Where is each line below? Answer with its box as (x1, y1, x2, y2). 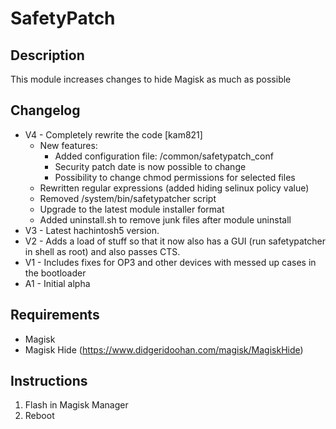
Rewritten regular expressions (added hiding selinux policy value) (39, 182, 310, 194)
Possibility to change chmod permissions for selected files (54, 171, 296, 183)
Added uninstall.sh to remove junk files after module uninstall (39, 213, 292, 226)
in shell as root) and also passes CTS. (24, 245, 181, 257)
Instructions (10, 373, 88, 390)
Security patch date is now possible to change (54, 160, 247, 172)
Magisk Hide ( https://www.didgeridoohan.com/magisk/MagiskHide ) (24, 343, 304, 356)
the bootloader (24, 267, 87, 279)
